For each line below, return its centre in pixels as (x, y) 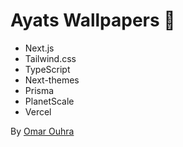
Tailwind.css (50, 58)
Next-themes (52, 80)
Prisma (39, 90)
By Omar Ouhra (42, 131)
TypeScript (47, 69)
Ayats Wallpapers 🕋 (93, 20)
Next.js (39, 48)
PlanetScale (49, 101)
